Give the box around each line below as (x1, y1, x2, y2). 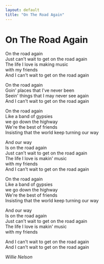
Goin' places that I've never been (5, 87, 75, 94)
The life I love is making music (5, 61, 68, 67)
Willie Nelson (5, 254, 33, 260)
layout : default (5, 7, 40, 13)
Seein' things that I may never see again (5, 93, 89, 99)
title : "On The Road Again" (5, 12, 65, 17)
